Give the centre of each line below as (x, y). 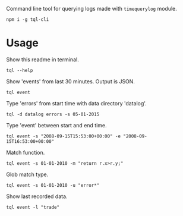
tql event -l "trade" (33, 207)
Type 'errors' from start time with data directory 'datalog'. (76, 103)
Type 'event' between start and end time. (56, 125)
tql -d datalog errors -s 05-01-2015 (53, 114)
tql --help (20, 70)
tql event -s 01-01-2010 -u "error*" (53, 185)
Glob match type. (27, 174)
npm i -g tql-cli (28, 20)
